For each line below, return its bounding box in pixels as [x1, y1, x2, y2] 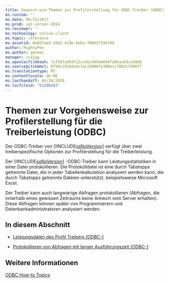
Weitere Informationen [5, 258, 79, 267]
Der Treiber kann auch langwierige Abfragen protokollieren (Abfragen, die [5, 190, 160, 196]
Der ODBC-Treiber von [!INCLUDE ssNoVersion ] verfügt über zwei [5, 143, 142, 149]
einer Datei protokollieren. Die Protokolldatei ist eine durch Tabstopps [5, 163, 150, 170]
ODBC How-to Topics [5, 272, 51, 278]
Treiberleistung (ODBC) [5, 126, 107, 137]
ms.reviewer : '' [5, 26, 40, 31]
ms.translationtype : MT [5, 69, 56, 74]
